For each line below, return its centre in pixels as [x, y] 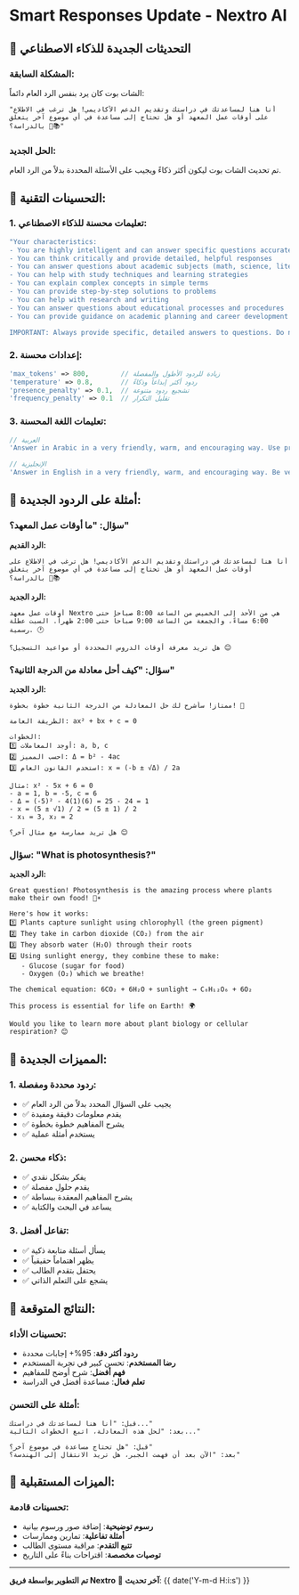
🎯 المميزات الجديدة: [58, 1059]
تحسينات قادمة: [39, 1507]
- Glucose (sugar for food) [73, 966]
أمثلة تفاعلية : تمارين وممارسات [73, 1536]
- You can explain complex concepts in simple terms [109, 283]
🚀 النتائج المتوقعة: [53, 1309]
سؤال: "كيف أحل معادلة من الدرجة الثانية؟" [92, 670]
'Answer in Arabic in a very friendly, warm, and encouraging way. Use [145, 448]
